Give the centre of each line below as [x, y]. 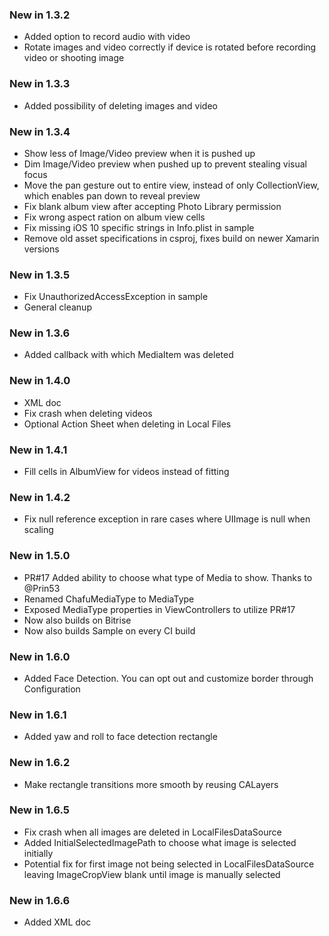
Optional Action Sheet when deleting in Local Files [127, 424]
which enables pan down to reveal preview [112, 195]
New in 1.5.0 [40, 556]
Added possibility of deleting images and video [120, 105]
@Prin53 [42, 588]
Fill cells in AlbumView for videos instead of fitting [126, 472]
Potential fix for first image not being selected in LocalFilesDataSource [169, 864]
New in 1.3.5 [40, 275]
